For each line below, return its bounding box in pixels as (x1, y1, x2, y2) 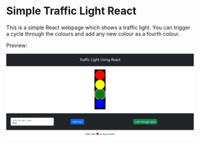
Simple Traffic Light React (6, 4, 137, 18)
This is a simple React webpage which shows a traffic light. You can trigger (6, 24, 190, 31)
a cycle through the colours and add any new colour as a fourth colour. (6, 30, 180, 37)
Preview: (6, 42, 28, 49)
